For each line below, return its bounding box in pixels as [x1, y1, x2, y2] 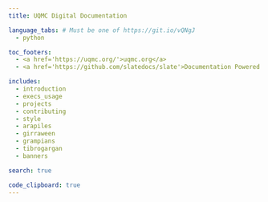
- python [15, 34, 45, 42]
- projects [15, 99, 52, 108]
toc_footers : [8, 48, 52, 56]
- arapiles [15, 122, 52, 131]
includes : [8, 78, 42, 86]
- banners [15, 151, 48, 160]
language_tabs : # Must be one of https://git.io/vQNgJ [8, 26, 196, 34]
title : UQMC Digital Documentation [8, 11, 128, 20]
